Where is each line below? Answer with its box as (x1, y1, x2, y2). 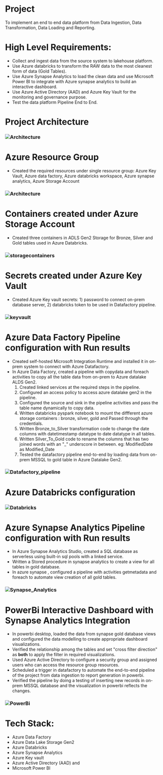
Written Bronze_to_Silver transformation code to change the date (19, 425, 149, 432)
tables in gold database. (12, 564, 61, 570)
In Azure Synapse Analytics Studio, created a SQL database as (12, 548, 138, 554)
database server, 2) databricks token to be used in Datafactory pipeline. (12, 302, 157, 307)
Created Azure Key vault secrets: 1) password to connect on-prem (12, 296, 145, 302)
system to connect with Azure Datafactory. (23, 363, 109, 369)
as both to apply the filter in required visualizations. (12, 652, 116, 658)
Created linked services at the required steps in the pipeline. (19, 384, 140, 390)
